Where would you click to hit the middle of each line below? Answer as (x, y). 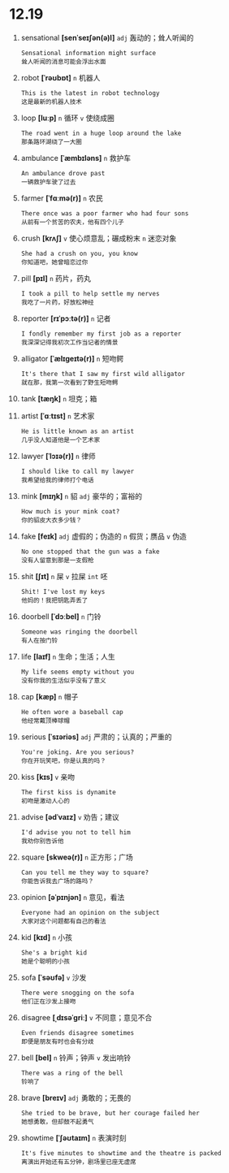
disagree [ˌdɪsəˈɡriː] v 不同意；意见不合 (86, 1017)
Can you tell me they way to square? (85, 872)
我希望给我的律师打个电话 (57, 480)
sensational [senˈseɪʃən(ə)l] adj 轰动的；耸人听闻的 (107, 37)
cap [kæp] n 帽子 (50, 696)
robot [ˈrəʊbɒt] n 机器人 (60, 77)
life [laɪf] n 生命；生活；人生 (68, 656)
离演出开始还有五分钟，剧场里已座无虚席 (78, 1162)
